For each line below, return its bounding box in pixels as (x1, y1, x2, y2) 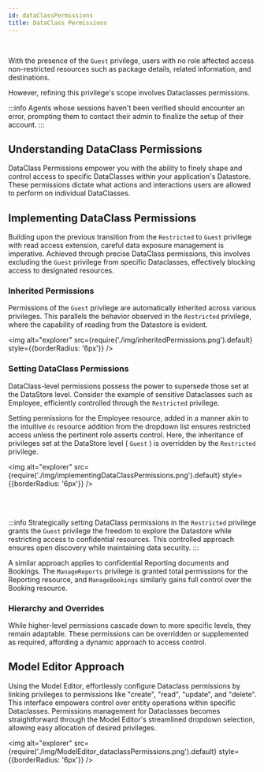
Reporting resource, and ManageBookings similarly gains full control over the (8, 574, 252, 584)
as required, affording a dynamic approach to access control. (8, 637, 207, 647)
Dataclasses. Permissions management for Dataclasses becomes (8, 706, 221, 715)
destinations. (8, 72, 50, 82)
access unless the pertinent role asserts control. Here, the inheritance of (8, 430, 244, 440)
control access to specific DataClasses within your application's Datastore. (8, 172, 251, 181)
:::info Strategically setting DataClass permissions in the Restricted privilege (8, 518, 257, 527)
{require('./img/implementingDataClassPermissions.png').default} (8, 470, 221, 480)
